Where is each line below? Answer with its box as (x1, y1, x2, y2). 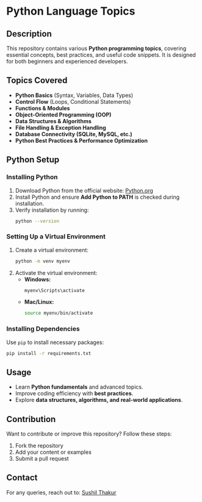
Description (6, 29, 52, 39)
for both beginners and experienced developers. (6, 58, 128, 65)
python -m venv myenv (15, 258, 70, 264)
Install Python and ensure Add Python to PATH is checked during (15, 193, 180, 201)
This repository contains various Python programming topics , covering (6, 45, 187, 52)
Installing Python (6, 173, 58, 181)
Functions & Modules (15, 104, 70, 112)
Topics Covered (6, 75, 68, 86)
